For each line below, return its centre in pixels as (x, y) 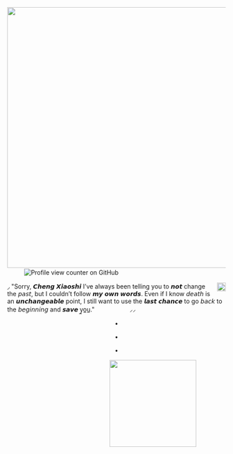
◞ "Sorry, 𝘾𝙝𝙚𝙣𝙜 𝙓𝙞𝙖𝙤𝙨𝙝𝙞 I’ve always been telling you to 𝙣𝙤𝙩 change (106, 286)
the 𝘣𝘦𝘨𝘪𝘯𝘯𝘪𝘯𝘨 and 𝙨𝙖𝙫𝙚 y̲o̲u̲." (51, 309)
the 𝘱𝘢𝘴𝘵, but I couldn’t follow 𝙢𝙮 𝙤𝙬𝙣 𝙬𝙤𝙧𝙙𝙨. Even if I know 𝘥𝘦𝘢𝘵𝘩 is (109, 294)
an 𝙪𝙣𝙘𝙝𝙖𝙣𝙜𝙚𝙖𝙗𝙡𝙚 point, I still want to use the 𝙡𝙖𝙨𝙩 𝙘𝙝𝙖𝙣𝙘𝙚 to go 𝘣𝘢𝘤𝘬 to (115, 301)
